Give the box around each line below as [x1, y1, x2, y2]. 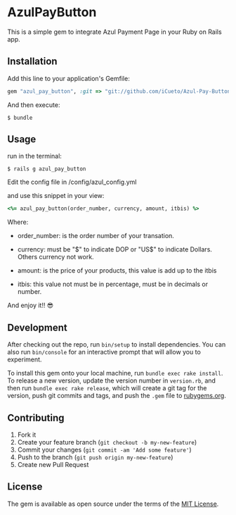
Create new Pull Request [17, 460, 89, 469]
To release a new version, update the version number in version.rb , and [7, 376, 216, 385]
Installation [7, 56, 58, 68]
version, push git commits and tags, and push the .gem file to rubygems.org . [7, 392, 227, 400]
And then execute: [7, 100, 60, 109]
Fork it [17, 430, 37, 439]
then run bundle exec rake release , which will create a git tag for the [7, 384, 207, 392]
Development [7, 321, 68, 333]
